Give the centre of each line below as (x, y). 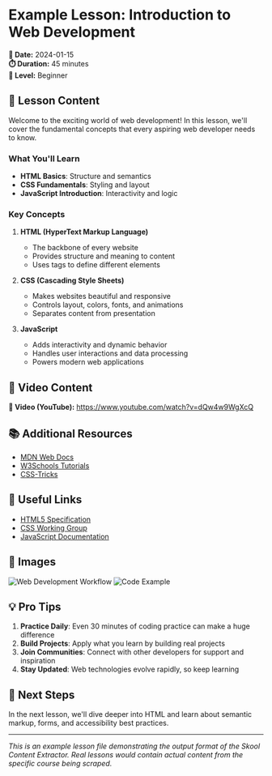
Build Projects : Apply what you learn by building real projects (122, 644)
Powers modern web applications (88, 362)
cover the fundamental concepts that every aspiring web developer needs (132, 129)
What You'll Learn (44, 158)
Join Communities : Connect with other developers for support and (132, 652)
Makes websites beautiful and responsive (102, 296)
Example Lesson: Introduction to (120, 15)
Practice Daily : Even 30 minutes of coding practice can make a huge (135, 626)
